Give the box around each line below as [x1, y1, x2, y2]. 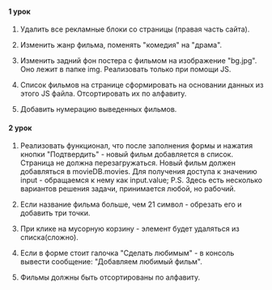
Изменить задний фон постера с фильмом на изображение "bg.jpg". [19, 56, 257, 66]
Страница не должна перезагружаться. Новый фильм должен [19, 158, 236, 168]
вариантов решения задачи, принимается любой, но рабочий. [19, 184, 236, 194]
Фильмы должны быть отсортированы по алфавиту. [19, 272, 201, 283]
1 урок [8, 6, 31, 16]
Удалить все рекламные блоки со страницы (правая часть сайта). [19, 24, 250, 34]
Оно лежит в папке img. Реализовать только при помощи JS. [19, 65, 232, 75]
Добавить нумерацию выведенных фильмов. [19, 104, 177, 114]
